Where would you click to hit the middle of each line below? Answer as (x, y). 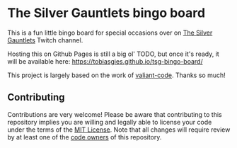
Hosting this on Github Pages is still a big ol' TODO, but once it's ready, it (113, 54)
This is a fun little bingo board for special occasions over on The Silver (110, 33)
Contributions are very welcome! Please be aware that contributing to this (115, 114)
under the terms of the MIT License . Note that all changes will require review (119, 130)
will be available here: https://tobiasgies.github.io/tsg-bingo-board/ (105, 61)
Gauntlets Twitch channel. (45, 40)
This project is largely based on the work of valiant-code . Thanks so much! (116, 75)
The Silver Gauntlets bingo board (106, 13)
